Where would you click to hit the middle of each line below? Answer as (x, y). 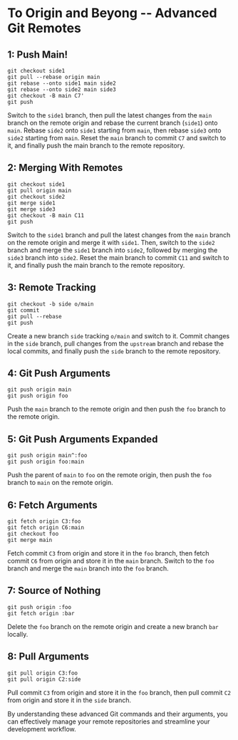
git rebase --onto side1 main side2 (62, 83)
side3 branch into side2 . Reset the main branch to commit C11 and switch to (118, 257)
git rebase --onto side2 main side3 (62, 90)
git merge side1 (31, 203)
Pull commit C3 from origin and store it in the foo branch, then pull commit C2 (119, 692)
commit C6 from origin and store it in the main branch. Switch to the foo (111, 561)
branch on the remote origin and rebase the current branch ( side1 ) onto (113, 123)
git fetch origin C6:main (46, 528)
